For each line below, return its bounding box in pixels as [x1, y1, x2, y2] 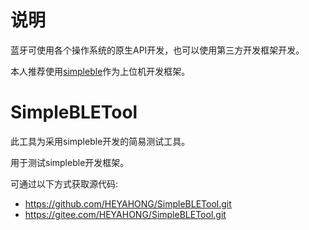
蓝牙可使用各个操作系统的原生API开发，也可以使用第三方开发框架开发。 [10, 44, 305, 56]
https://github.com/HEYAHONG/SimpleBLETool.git [24, 197, 232, 210]
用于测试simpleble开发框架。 [10, 156, 130, 168]
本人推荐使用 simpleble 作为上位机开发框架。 [10, 65, 191, 77]
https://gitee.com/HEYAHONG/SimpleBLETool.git [24, 208, 227, 220]
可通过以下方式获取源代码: [10, 177, 119, 190]
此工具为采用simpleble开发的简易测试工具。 [10, 135, 191, 147]
